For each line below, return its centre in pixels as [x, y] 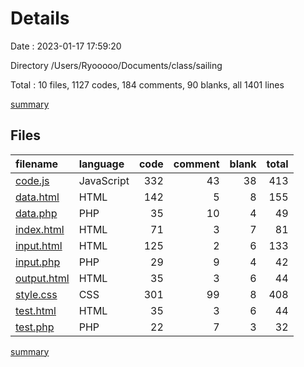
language [101, 164]
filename [37, 164]
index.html [40, 229]
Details [40, 18]
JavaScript [104, 180]
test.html [36, 310]
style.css [36, 294]
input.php [38, 262]
